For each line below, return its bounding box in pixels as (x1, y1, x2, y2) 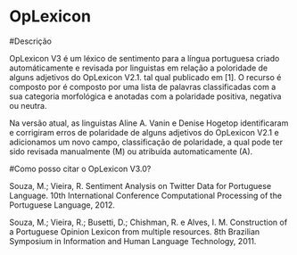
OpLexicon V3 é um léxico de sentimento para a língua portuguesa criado (9, 53, 280, 63)
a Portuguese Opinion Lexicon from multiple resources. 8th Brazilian (9, 226, 260, 237)
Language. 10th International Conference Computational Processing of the (9, 190, 283, 201)
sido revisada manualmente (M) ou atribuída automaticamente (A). (9, 145, 253, 157)
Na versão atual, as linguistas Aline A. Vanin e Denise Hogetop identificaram (9, 118, 289, 128)
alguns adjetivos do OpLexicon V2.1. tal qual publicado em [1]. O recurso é (9, 71, 282, 82)
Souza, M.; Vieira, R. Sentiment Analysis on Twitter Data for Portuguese (9, 180, 272, 191)
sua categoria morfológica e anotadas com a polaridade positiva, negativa (9, 91, 282, 102)
